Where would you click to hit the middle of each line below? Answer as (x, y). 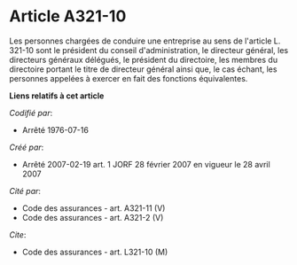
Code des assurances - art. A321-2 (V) (93, 217)
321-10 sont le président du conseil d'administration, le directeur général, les (149, 50)
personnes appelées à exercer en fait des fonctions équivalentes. (129, 78)
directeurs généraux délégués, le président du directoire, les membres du (143, 59)
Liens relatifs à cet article (57, 96)
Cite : (18, 234)
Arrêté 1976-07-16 (55, 129)
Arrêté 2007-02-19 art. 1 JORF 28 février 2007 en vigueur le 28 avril (146, 164)
